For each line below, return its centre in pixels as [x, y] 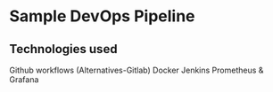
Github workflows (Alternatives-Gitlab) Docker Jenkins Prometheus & [136, 70]
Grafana [24, 80]
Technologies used [63, 49]
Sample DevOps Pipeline [102, 16]
